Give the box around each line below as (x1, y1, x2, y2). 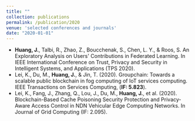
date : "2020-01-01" (6, 30, 54, 36)
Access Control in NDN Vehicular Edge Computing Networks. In (31, 102, 186, 109)
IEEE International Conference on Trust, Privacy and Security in (14, 59, 167, 66)
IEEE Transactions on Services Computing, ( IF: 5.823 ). (14, 84, 147, 91)
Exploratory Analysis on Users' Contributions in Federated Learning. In (14, 53, 186, 60)
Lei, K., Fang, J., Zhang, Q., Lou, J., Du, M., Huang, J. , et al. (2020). (14, 90, 177, 97)
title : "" (6, 8, 31, 15)
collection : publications (6, 14, 69, 20)
